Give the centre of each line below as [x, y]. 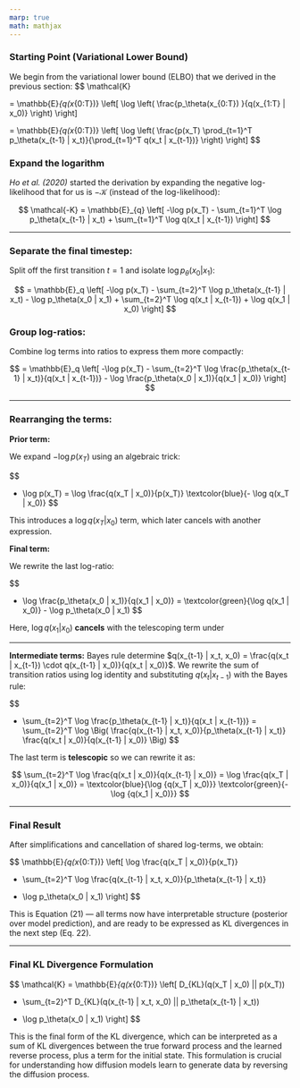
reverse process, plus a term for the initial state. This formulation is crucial [146, 1055]
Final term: [30, 549]
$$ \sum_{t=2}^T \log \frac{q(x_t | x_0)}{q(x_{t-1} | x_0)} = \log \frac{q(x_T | [150, 774]
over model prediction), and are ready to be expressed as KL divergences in [149, 923]
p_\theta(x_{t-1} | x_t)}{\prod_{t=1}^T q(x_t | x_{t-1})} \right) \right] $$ [135, 140]
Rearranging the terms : [61, 420]
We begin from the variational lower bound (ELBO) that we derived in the [143, 76]
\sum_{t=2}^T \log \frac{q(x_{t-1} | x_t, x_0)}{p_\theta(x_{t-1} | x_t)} [144, 880]
